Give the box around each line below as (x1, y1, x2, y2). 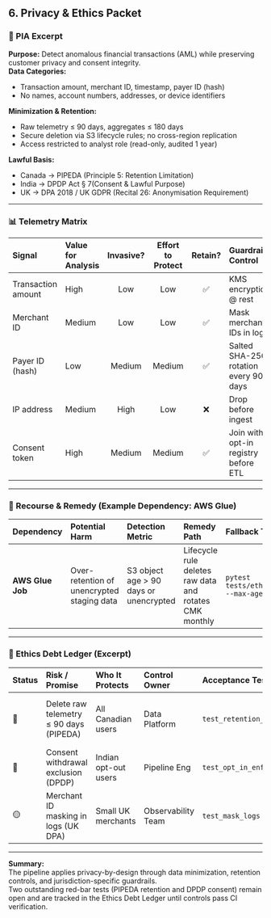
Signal (12, 250, 38, 261)
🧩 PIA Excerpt (8, 31, 63, 42)
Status (12, 674, 39, 685)
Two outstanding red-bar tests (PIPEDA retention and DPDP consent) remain (8, 884, 262, 894)
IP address (12, 403, 53, 415)
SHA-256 (228, 350, 267, 361)
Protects (95, 679, 129, 690)
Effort (156, 239, 180, 251)
